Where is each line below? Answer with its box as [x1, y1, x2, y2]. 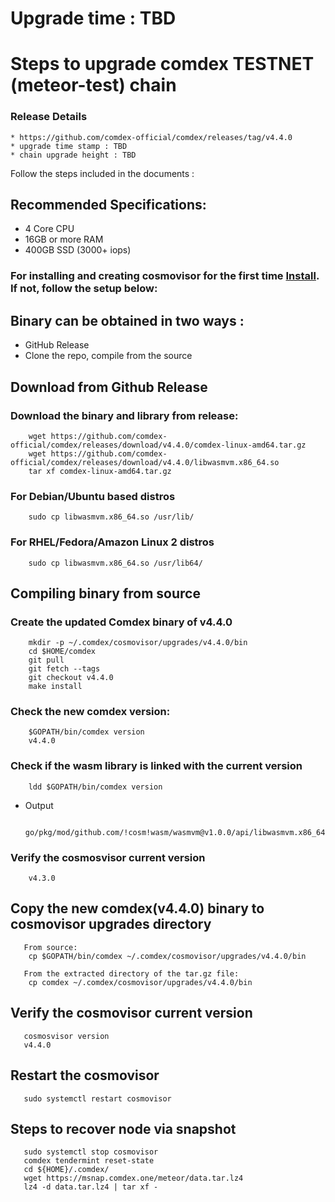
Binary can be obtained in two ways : [10, 312, 245, 329]
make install [28, 682, 83, 692]
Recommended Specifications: [10, 197, 207, 214]
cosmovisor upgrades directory [10, 916, 212, 933]
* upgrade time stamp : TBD [10, 141, 128, 151]
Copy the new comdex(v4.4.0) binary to [10, 900, 265, 917]
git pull [28, 655, 65, 666]
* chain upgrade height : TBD [10, 150, 137, 160]
